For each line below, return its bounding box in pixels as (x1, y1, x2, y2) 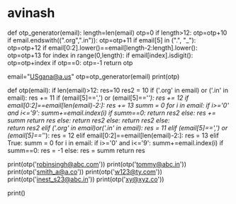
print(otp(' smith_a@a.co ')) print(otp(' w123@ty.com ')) (7, 167, 163, 176)
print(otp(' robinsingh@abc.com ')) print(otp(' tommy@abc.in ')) (7, 159, 186, 168)
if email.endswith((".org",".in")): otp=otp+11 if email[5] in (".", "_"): (7, 35, 196, 44)
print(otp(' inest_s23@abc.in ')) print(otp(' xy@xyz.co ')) (7, 175, 164, 183)
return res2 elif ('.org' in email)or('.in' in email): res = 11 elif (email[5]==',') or (7, 123, 228, 132)
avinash (7, 5, 55, 21)
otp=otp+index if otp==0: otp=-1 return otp (7, 58, 133, 67)
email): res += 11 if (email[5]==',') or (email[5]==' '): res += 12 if (7, 93, 189, 102)
